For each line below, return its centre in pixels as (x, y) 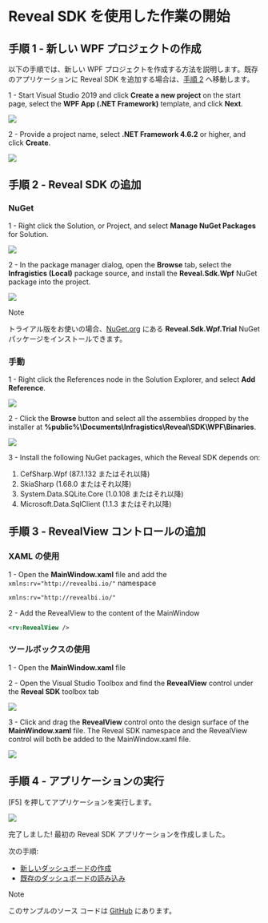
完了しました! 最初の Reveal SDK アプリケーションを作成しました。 (119, 834)
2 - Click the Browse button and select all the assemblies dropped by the (129, 418)
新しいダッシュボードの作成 (66, 868)
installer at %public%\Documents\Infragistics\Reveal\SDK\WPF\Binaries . (132, 427)
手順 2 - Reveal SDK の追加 (75, 185)
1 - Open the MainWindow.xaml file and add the (88, 574)
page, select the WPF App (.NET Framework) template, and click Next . (126, 104)
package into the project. (50, 282)
